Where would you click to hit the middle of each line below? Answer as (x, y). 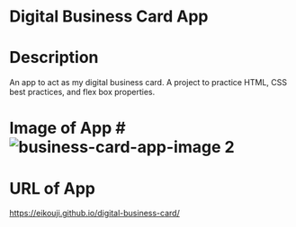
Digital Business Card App (109, 17)
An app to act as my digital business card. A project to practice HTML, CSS (148, 83)
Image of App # (67, 128)
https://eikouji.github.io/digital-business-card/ (94, 214)
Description (54, 58)
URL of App (53, 188)
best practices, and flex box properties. (82, 92)
